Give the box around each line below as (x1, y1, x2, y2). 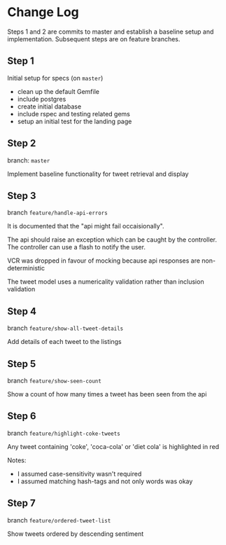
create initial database (17, 102, 82, 111)
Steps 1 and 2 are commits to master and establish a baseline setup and (7, 27, 214, 36)
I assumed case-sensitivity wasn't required (17, 469, 142, 478)
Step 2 (7, 137, 36, 149)
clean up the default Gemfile (17, 87, 100, 95)
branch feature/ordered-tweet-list (7, 516, 111, 524)
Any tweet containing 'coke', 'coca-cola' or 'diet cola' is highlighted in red (7, 442, 220, 450)
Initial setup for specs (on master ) (7, 74, 104, 82)
